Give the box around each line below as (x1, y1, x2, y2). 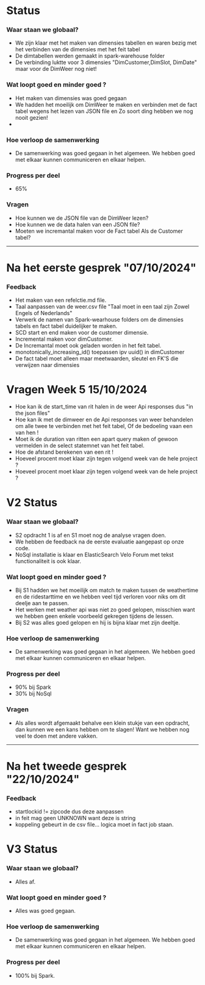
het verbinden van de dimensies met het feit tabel (15, 46, 140, 53)
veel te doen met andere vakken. (15, 732, 98, 740)
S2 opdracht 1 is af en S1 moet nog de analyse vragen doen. (15, 531, 167, 539)
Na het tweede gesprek (6, 759, 127, 773)
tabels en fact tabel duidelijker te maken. (15, 322, 118, 330)
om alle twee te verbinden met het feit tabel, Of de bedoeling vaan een (15, 423, 193, 430)
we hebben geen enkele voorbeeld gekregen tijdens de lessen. (15, 612, 174, 620)
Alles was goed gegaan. (15, 907, 76, 915)
